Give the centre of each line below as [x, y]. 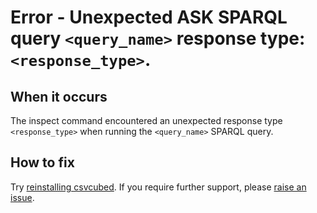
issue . [22, 197]
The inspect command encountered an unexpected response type [146, 120]
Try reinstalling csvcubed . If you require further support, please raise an [158, 187]
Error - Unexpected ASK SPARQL [149, 17]
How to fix [42, 162]
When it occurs [59, 96]
